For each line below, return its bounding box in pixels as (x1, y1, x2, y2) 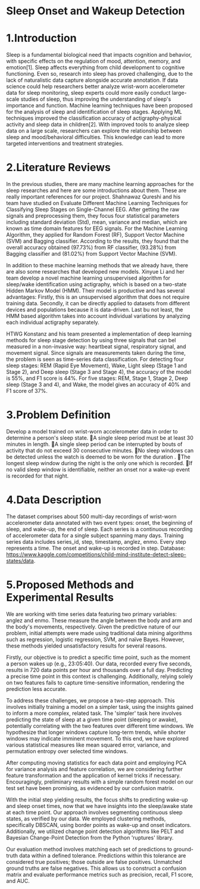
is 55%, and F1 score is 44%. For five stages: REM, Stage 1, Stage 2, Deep (6, 374, 189, 382)
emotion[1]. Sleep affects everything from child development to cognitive (6, 64, 185, 71)
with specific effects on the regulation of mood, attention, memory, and (6, 58, 181, 65)
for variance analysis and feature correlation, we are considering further (6, 765, 183, 773)
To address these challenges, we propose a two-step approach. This (6, 696, 175, 704)
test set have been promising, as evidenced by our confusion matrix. (6, 784, 174, 791)
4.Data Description (6, 493, 102, 507)
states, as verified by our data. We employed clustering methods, (6, 815, 166, 822)
